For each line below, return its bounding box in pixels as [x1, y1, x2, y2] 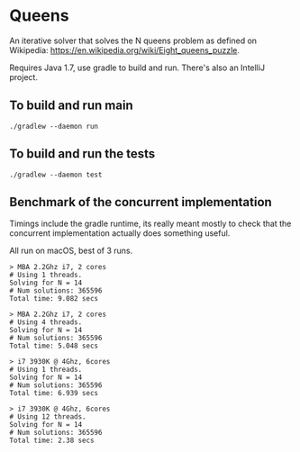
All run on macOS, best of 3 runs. [9, 245, 133, 257]
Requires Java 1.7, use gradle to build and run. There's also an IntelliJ [9, 62, 266, 73]
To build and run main [9, 98, 133, 113]
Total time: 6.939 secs [9, 389, 99, 398]
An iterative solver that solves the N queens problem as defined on [9, 35, 258, 46]
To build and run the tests [9, 146, 156, 162]
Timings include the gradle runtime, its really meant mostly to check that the [9, 218, 292, 230]
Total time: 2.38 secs [9, 436, 95, 446]
